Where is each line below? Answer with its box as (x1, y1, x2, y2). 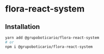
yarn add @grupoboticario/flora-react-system (5, 35, 99, 40)
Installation (5, 23, 40, 31)
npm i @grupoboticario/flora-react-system (5, 44, 93, 49)
